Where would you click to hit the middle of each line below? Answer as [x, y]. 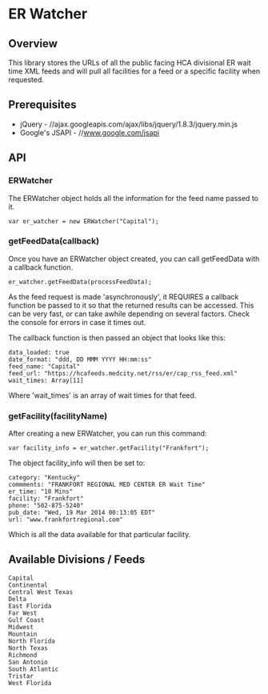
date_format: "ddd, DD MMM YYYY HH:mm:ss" [80, 359]
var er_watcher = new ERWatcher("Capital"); [84, 221]
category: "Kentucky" [44, 478]
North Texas [28, 648]
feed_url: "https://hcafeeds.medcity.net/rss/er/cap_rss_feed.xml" [123, 373]
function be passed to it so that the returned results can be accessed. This [131, 305]
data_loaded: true [39, 352]
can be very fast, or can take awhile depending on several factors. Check [129, 314]
